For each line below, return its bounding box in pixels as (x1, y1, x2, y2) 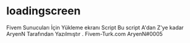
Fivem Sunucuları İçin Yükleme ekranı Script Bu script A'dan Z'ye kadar (6, 24, 184, 31)
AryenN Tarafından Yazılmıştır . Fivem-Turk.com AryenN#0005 (6, 30, 163, 37)
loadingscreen (6, 4, 81, 18)
